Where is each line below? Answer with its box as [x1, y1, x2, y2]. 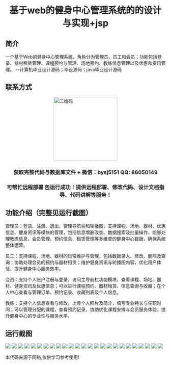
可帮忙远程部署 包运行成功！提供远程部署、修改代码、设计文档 [7, 184, 159, 191]
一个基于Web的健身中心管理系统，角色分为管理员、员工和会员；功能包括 [5, 54, 158, 60]
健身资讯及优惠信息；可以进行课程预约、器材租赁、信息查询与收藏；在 [14, 283, 161, 289]
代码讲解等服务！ [69, 191, 112, 198]
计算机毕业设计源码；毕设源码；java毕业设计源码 [19, 67, 122, 72]
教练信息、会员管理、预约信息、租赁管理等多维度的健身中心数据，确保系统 [9, 236, 166, 242]
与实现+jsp [63, 17, 108, 29]
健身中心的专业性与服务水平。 [9, 313, 72, 319]
